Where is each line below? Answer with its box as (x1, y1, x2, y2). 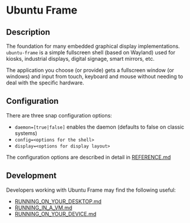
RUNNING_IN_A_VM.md (14, 204, 73, 211)
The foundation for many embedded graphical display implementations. (6, 42, 180, 50)
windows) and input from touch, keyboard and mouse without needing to (6, 73, 184, 80)
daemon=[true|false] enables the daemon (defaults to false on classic (14, 123, 185, 130)
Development (6, 170, 57, 181)
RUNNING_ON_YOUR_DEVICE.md (14, 210, 97, 217)
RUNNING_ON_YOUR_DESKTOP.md (14, 198, 102, 205)
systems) (14, 129, 37, 136)
